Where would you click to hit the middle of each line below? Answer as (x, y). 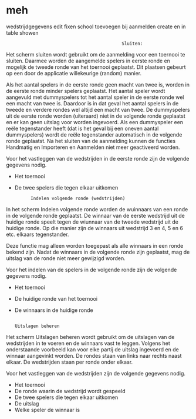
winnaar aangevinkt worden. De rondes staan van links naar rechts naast (94, 355)
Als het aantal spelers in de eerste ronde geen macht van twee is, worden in (98, 84)
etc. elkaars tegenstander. (38, 234)
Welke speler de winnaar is (47, 410)
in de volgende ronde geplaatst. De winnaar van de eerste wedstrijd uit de (95, 215)
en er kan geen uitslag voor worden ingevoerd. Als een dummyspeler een (95, 122)
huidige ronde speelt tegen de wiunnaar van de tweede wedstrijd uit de (92, 222)
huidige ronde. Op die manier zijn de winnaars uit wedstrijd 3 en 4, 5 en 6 (95, 228)
